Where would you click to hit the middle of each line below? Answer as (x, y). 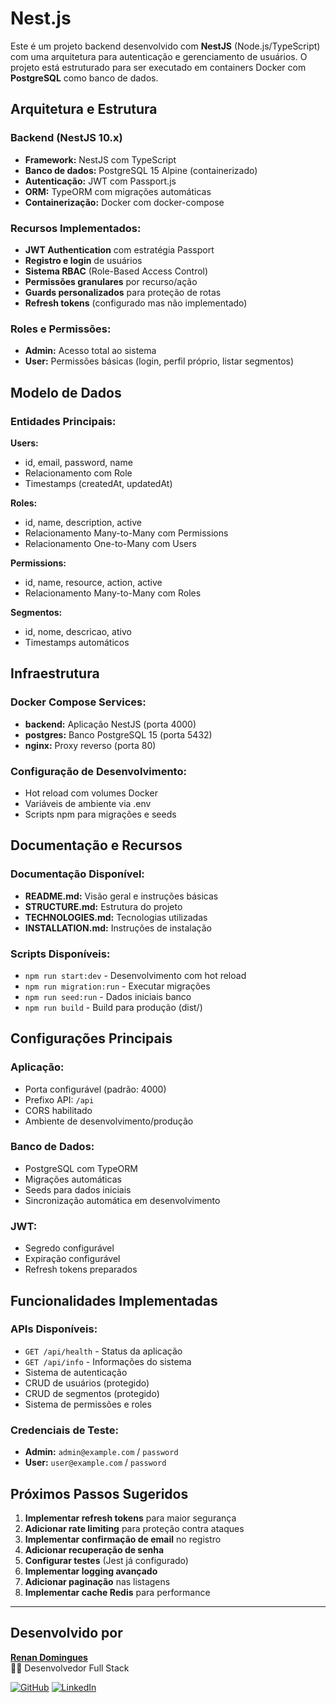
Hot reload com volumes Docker (91, 793)
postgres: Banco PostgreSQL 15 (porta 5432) (118, 734)
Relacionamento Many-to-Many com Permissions (126, 533)
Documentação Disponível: (77, 874)
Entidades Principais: (63, 421)
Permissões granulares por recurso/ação (111, 281)
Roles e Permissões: (61, 329)
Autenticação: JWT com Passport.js (100, 181)
